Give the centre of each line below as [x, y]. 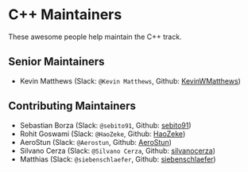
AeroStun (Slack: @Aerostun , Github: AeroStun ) [96, 142]
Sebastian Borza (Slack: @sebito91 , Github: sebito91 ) [106, 125]
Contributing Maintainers [72, 106]
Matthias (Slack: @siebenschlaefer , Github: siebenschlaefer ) [118, 159]
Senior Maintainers [56, 62]
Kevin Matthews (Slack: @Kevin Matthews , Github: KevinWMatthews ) [130, 80]
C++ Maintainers [65, 15]
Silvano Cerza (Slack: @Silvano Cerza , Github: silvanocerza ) [118, 150]
